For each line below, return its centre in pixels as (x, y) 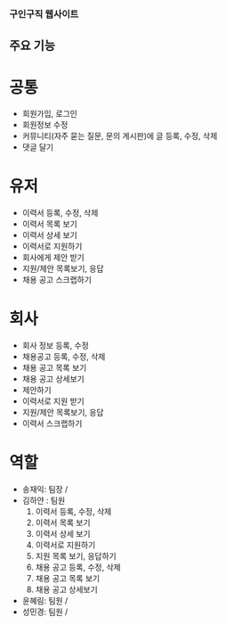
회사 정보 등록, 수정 (55, 346)
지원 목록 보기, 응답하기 (76, 556)
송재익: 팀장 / (45, 489)
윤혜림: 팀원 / (45, 601)
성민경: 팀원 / (45, 612)
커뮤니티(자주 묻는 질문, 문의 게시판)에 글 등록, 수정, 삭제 (120, 136)
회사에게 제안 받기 (53, 258)
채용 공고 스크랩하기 (56, 280)
